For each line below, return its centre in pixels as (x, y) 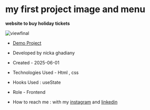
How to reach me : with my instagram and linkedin (65, 102)
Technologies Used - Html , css (46, 72)
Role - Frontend (29, 92)
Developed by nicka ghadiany (44, 53)
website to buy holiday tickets (38, 23)
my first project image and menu (76, 9)
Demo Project (27, 43)
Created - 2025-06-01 (36, 62)
